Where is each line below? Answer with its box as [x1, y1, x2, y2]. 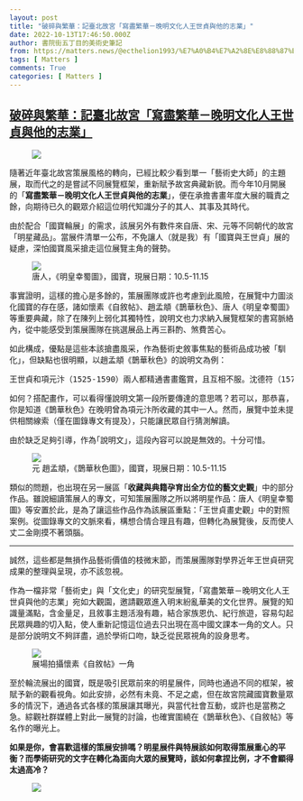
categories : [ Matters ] [9, 72, 103, 81]
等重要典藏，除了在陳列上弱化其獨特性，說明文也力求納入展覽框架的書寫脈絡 [9, 312, 294, 323]
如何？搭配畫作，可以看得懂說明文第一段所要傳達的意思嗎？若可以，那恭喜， [9, 392, 294, 403]
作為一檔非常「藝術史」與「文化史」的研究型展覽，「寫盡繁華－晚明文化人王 [9, 585, 290, 595]
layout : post [9, 13, 59, 23]
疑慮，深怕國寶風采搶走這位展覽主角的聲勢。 [9, 243, 176, 253]
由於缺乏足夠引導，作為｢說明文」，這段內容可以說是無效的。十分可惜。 [9, 434, 271, 445]
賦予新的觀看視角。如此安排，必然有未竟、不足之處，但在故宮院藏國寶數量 [9, 688, 286, 699]
